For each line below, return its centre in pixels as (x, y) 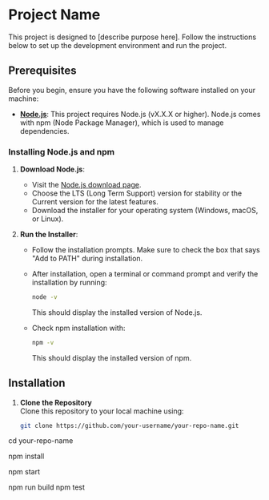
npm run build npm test (47, 487)
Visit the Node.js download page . (86, 185)
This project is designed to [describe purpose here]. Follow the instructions (132, 37)
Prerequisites (42, 71)
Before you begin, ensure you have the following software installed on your (132, 90)
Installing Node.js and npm (61, 151)
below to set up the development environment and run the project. (117, 45)
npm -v (43, 342)
